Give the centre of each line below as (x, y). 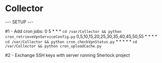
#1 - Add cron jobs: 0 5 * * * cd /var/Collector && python (63, 31)
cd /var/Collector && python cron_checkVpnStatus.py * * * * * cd (71, 41)
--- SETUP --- (19, 22)
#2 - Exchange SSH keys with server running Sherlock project (68, 55)
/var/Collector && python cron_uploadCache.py (53, 46)
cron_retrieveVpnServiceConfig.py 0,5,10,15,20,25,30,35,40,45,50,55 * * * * (81, 36)
